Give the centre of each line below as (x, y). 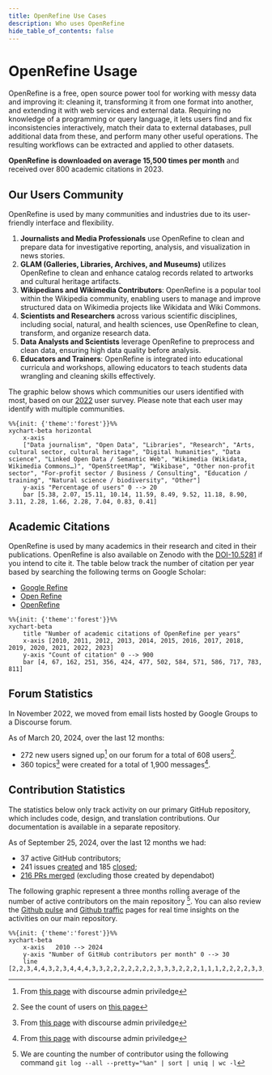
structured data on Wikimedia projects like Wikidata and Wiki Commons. (140, 308)
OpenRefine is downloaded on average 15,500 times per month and (124, 161)
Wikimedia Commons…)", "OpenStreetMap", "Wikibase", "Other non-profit (132, 466)
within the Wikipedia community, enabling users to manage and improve (140, 299)
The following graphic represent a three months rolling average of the (124, 890)
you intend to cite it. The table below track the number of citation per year (132, 563)
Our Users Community (66, 195)
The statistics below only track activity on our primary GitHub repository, (130, 809)
